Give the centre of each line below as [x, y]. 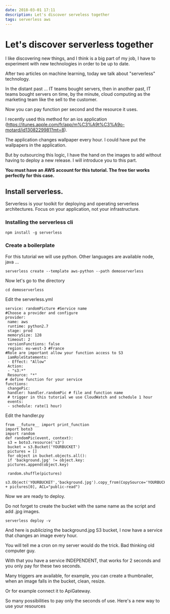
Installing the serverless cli [39, 222]
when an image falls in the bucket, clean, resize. [55, 581]
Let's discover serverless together [79, 44]
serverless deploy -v [28, 521]
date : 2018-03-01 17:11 [30, 10]
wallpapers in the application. [36, 145]
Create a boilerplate [30, 245]
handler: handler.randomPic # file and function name [65, 393]
